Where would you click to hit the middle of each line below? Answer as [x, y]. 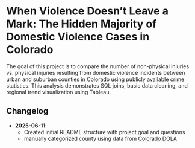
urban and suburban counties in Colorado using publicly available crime [95, 79]
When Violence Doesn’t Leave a [88, 11]
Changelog [27, 111]
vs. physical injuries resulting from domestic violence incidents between [96, 72]
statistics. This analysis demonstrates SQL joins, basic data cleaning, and [97, 85]
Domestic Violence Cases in [78, 37]
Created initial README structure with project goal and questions [104, 132]
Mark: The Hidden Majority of [82, 24]
